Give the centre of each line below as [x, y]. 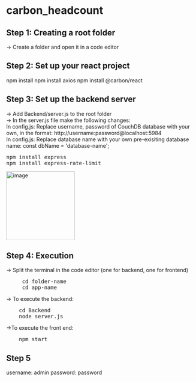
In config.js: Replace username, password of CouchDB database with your [98, 126]
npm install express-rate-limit [54, 163]
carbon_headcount [55, 11]
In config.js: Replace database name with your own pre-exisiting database [98, 139]
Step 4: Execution [40, 256]
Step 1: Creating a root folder [61, 33]
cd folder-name [44, 282]
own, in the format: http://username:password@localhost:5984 [84, 133]
